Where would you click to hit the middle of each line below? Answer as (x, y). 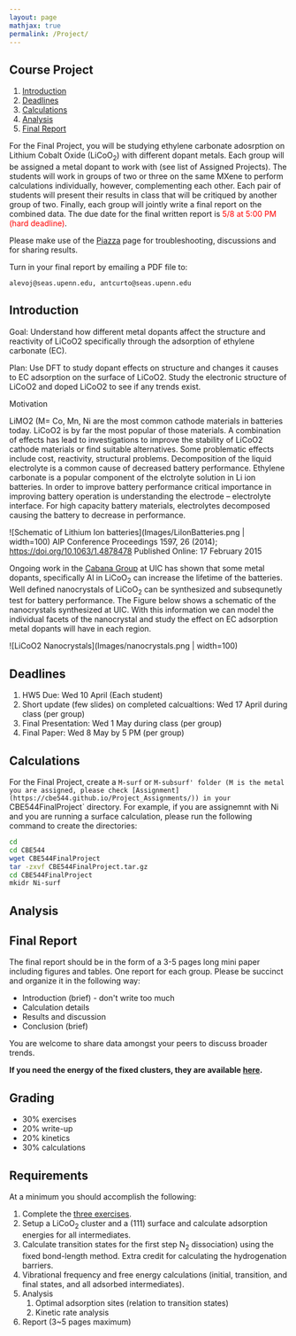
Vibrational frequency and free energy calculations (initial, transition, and (155, 1274)
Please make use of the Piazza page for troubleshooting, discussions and (143, 240)
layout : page (33, 17)
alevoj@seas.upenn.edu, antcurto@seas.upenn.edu (100, 283)
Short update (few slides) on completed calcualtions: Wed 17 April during (155, 704)
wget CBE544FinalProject (55, 858)
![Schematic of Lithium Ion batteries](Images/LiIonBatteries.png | (127, 532)
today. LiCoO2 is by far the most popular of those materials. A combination (145, 430)
